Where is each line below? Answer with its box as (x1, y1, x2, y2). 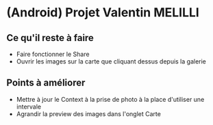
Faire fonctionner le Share (16, 50, 90, 58)
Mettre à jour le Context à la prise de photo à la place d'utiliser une (16, 95, 205, 103)
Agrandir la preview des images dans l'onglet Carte (16, 109, 162, 117)
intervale (16, 102, 42, 111)
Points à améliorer (6, 77, 86, 89)
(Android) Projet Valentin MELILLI (6, 5, 199, 20)
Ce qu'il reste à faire (6, 32, 94, 44)
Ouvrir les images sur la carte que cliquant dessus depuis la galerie (16, 57, 207, 66)
